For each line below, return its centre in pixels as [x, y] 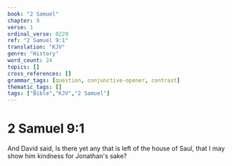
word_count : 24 [30, 61]
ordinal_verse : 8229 [38, 34]
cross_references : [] [40, 73]
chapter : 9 [24, 21]
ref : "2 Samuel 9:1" [38, 41]
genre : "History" [33, 54]
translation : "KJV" [36, 47]
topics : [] [24, 67]
